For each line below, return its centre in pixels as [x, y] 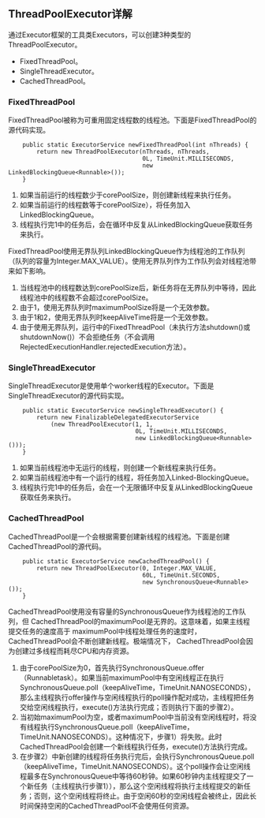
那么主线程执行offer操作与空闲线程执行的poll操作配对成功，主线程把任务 [137, 697]
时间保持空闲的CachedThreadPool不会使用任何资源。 [106, 805]
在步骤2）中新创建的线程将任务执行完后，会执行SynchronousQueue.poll [137, 756]
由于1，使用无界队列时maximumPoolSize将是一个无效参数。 [117, 308]
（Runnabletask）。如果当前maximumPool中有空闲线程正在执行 [122, 678]
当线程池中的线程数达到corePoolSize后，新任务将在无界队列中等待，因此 [138, 288]
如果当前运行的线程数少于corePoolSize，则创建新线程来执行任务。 [127, 195]
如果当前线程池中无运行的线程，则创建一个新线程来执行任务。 [120, 468]
